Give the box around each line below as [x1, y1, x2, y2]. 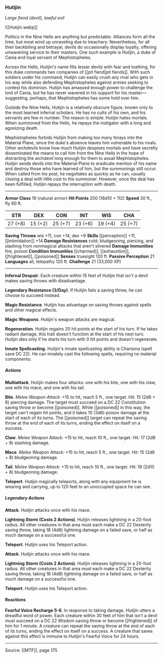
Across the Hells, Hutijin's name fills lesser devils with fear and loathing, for [5, 64, 156, 70]
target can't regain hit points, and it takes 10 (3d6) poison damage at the [5, 410, 149, 416]
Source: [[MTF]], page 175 [5, 647, 58, 653]
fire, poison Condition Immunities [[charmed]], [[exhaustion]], [5, 248, 130, 254]
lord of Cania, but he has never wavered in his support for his [5, 90, 128, 96]
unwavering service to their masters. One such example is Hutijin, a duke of [5, 49, 156, 55]
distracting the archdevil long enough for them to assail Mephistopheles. [5, 155, 150, 161]
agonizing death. [5, 125, 39, 131]
